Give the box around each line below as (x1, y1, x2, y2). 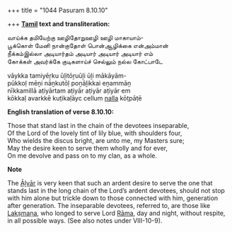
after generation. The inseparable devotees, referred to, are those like (7, 202, 211, 209)
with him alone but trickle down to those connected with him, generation (7, 194, 219, 202)
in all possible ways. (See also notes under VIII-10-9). (7, 216, 163, 225)
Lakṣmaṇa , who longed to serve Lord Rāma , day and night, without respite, (7, 209, 226, 217)
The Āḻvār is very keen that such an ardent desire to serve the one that (7, 179, 213, 187)
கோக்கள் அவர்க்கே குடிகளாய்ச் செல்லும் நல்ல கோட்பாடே (7, 57, 163, 66)
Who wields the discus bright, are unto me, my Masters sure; (7, 137, 185, 144)
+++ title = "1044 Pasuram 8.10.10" (7, 6, 108, 14)
